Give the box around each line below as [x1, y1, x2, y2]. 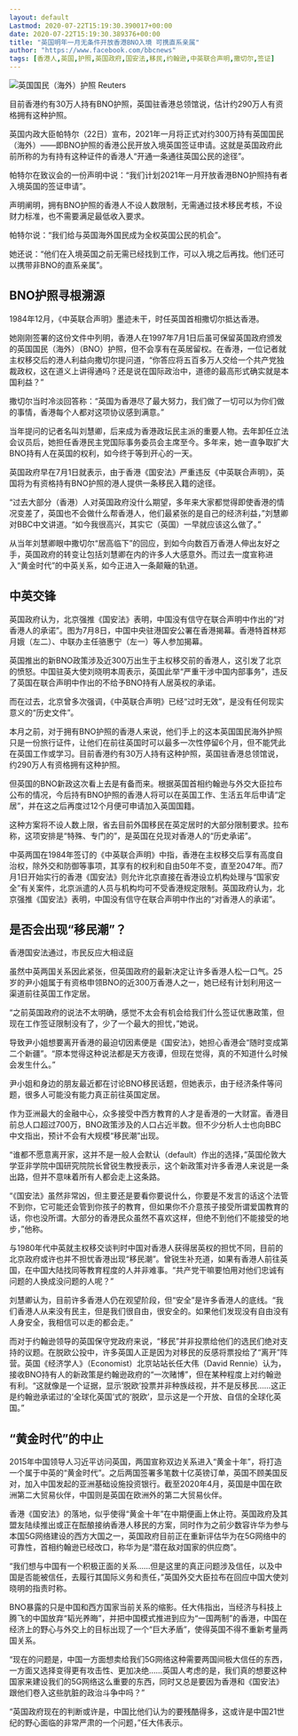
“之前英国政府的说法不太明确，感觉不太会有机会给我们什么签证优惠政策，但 [9, 1007, 286, 1018]
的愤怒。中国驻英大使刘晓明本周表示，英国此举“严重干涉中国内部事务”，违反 [9, 665, 288, 676]
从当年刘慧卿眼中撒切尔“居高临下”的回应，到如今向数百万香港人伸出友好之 [9, 538, 281, 548]
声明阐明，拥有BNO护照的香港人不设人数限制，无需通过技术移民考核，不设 [9, 200, 283, 210]
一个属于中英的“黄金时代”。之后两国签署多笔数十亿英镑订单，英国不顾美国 [9, 1468, 281, 1478]
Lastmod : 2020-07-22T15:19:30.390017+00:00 [9, 21, 173, 30]
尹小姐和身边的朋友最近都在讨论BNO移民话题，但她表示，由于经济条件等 [9, 1079, 275, 1089]
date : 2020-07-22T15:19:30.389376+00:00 [9, 29, 161, 38]
